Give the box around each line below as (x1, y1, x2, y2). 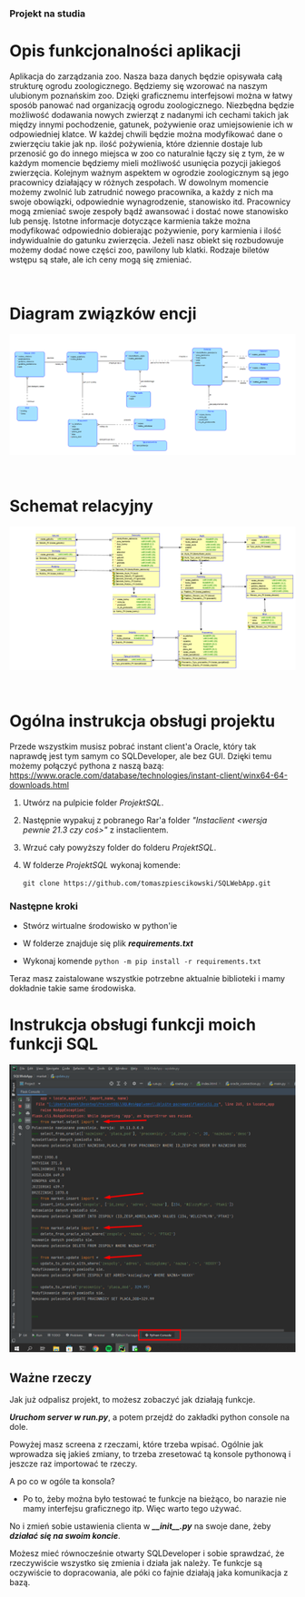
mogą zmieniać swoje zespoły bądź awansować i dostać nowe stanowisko (9, 205, 289, 216)
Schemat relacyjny (9, 496, 154, 517)
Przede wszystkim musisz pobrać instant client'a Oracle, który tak (9, 741, 257, 752)
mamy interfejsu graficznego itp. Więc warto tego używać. (22, 1503, 242, 1514)
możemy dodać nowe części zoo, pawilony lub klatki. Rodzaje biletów (9, 244, 270, 255)
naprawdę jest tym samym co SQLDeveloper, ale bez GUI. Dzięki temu (9, 750, 272, 761)
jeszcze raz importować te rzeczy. (9, 1458, 138, 1469)
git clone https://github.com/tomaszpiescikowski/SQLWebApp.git (22, 879, 271, 888)
